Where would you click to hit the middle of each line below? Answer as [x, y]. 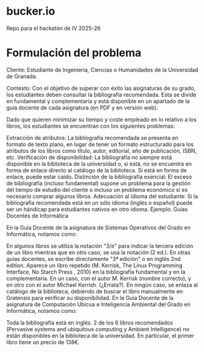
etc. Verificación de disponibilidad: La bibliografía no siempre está [89, 157]
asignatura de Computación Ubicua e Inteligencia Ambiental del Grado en [98, 304]
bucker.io [31, 11]
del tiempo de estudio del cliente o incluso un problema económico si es [97, 189]
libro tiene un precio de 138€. [43, 342]
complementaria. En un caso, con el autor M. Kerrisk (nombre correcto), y [99, 278]
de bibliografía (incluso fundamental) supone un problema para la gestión [98, 183]
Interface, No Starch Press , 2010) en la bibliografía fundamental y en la [96, 272]
